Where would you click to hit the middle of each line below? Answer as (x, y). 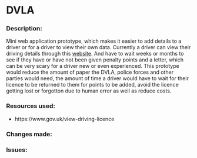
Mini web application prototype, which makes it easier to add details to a (94, 41)
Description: (24, 29)
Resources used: (31, 106)
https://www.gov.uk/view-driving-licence (64, 119)
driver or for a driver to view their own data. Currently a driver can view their (98, 47)
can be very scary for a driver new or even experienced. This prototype (93, 66)
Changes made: (29, 134)
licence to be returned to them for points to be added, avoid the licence (93, 85)
